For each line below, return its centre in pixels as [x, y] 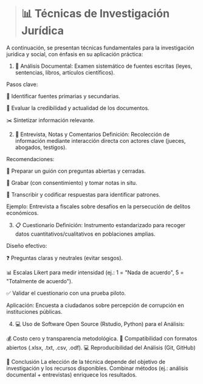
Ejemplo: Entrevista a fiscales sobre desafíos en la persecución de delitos [98, 206]
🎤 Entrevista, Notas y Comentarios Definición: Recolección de [92, 134]
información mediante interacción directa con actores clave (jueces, [100, 140]
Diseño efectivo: [27, 245]
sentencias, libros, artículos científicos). [65, 72]
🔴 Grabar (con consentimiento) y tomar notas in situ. [72, 183]
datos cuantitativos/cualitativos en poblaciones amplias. [85, 234]
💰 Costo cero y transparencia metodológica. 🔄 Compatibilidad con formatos [102, 338]
